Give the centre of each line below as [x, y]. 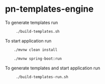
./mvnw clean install [35, 50]
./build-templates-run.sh [42, 77]
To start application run [28, 41]
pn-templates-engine [49, 9]
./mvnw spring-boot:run [38, 59]
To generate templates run [32, 22]
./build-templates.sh [38, 31]
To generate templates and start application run [53, 68]
